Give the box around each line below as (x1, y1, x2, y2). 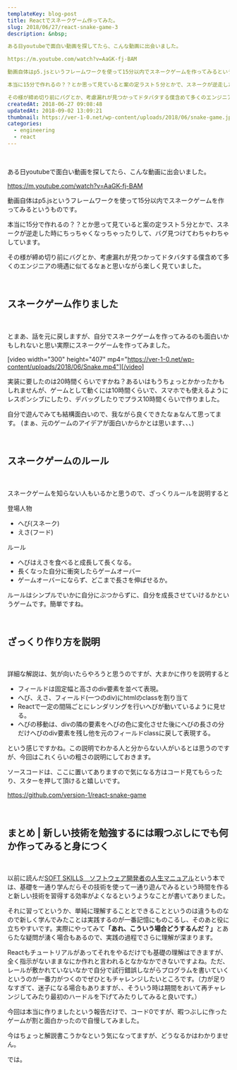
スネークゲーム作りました (7, 298, 119, 310)
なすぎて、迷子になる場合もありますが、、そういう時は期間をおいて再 (7, 984, 208, 992)
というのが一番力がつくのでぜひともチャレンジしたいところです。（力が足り (7, 974, 226, 984)
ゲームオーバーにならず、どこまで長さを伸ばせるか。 (17, 575, 171, 584)
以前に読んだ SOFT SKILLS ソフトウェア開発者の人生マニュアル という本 (7, 874, 219, 882)
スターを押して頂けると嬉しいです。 (19, 776, 124, 786)
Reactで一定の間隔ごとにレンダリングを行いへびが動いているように (17, 702, 214, 711)
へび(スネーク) (17, 519, 60, 527)
